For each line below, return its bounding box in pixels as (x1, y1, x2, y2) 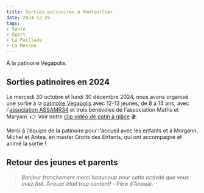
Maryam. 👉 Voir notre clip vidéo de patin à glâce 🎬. (6, 113, 138, 120)
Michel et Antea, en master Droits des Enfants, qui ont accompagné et (6, 133, 183, 140)
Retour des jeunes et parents (6, 157, 118, 168)
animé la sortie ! (6, 140, 47, 147)
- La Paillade (6, 37, 43, 43)
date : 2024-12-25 (6, 15, 51, 21)
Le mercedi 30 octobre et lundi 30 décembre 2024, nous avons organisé (6, 93, 189, 100)
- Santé (6, 25, 26, 32)
